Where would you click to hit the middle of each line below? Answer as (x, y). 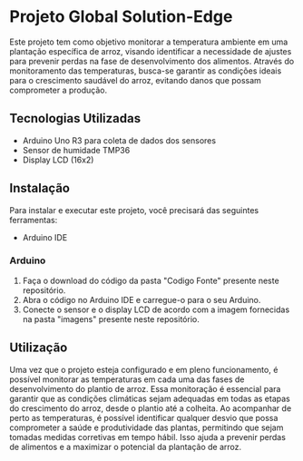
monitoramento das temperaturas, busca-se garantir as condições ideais (146, 71)
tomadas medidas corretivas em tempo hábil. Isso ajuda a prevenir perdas (147, 436)
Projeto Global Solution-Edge (121, 17)
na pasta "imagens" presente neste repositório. (111, 319)
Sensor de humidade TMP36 (76, 150)
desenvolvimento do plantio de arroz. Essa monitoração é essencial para (145, 388)
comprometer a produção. (58, 90)
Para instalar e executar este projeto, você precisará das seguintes (134, 210)
